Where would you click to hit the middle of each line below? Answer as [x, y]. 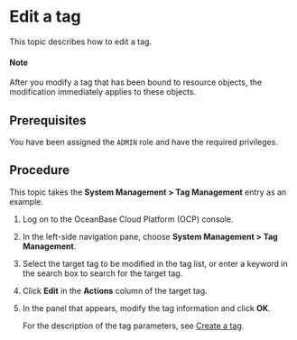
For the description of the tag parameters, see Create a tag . [133, 326]
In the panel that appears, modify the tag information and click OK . [146, 308]
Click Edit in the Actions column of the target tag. [115, 290]
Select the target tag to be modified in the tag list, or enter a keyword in [155, 263]
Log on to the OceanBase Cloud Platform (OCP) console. [128, 219]
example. [26, 201]
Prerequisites [48, 120]
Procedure [40, 170]
